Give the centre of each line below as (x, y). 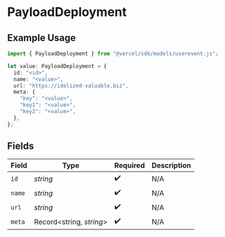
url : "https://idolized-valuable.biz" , (71, 85)
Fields (21, 146)
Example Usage (42, 38)
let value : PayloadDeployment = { (57, 66)
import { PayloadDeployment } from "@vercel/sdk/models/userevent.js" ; (113, 54)
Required (130, 165)
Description (172, 165)
